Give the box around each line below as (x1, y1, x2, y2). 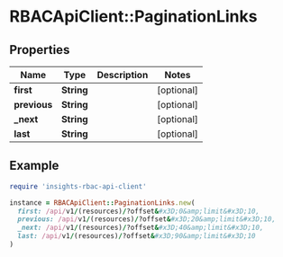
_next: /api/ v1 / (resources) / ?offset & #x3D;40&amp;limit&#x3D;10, (17, 223, 264, 233)
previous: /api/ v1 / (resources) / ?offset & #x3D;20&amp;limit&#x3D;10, (17, 215, 277, 224)
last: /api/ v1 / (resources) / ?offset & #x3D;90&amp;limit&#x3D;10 (17, 232, 256, 241)
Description (96, 69, 149, 81)
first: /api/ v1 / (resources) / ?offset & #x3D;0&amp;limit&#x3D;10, (17, 207, 260, 216)
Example (9, 158, 59, 173)
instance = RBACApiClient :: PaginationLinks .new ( (9, 198, 196, 208)
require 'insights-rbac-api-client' (9, 182, 147, 191)
